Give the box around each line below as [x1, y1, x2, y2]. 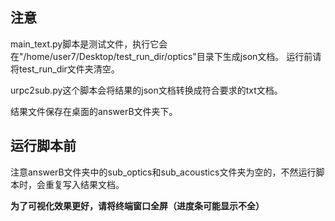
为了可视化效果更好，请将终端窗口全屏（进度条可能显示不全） [10, 199, 265, 212]
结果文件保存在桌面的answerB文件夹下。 [10, 105, 178, 117]
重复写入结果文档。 [44, 178, 125, 190]
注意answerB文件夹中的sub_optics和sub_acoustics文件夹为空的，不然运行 [10, 166, 317, 178]
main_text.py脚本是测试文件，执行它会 [10, 38, 168, 50]
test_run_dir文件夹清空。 [18, 63, 120, 75]
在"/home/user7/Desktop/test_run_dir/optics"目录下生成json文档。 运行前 [10, 50, 313, 62]
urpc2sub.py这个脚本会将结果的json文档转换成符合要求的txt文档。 [10, 84, 283, 96]
